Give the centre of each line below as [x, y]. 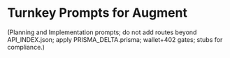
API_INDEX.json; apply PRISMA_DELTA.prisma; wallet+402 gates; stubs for [115, 39]
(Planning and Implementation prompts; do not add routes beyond [102, 32]
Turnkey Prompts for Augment [97, 13]
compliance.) [26, 47]
